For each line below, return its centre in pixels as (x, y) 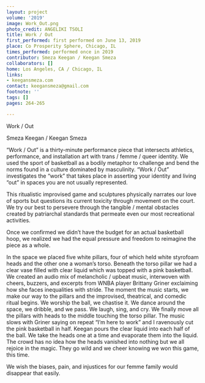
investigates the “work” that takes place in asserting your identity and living (102, 176)
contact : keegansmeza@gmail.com (47, 86)
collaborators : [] (30, 63)
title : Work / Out (30, 35)
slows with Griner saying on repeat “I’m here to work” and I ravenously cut (100, 322)
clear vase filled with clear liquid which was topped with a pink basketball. (100, 270)
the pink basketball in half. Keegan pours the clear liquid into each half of (98, 328)
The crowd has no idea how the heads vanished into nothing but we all (95, 341)
